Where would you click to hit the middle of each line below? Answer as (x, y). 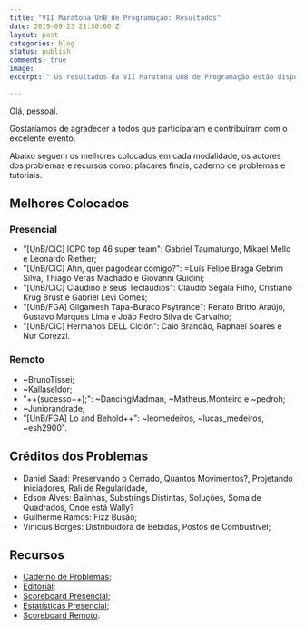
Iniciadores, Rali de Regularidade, (85, 488)
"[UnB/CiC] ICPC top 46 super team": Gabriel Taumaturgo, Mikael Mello (157, 249)
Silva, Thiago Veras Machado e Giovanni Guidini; (113, 278)
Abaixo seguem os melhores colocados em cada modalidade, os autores (145, 155)
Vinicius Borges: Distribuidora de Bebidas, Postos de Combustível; (147, 526)
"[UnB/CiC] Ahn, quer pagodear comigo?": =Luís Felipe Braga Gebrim (153, 268)
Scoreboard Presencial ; (66, 596)
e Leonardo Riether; (59, 259)
